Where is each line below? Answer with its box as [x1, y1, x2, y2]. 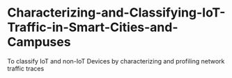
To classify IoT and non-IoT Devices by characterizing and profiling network [7, 57, 225, 65]
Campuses [7, 35, 71, 50]
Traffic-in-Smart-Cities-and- [7, 19, 179, 35]
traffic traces [7, 64, 45, 72]
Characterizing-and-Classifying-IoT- [7, 5, 226, 21]
